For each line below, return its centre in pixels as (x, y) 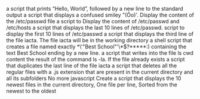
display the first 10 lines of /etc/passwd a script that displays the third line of (100, 34)
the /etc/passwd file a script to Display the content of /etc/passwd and (93, 21)
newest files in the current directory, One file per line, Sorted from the (92, 85)
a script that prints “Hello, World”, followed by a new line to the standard (95, 9)
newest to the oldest (31, 91)
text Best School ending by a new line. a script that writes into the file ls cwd (100, 53)
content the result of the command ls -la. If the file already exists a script (96, 59)
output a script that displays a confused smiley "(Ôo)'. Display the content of (100, 15)
